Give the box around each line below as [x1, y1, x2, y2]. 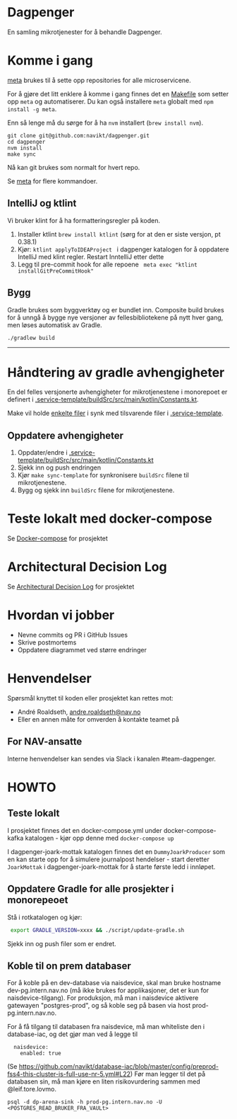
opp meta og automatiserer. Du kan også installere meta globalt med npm [7, 97, 214, 106]
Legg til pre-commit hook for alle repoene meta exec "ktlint [17, 260, 197, 268]
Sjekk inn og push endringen [17, 463, 101, 472]
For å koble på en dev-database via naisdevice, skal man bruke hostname [7, 979, 221, 987]
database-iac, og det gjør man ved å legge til [7, 1030, 138, 1038]
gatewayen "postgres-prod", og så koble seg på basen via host [7, 1001, 191, 1010]
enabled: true [20, 1050, 61, 1057]
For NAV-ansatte [7, 736, 83, 748]
